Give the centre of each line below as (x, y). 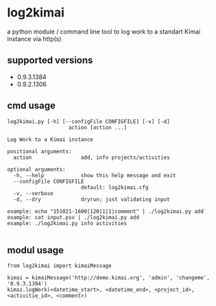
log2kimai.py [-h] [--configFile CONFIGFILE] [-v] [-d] (88, 121)
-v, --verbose (33, 193)
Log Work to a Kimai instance (50, 139)
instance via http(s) (34, 38)
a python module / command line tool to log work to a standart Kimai (104, 31)
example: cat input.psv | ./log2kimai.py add (73, 217)
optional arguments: (37, 169)
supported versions (50, 61)
